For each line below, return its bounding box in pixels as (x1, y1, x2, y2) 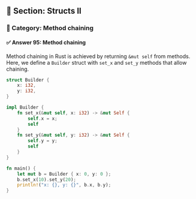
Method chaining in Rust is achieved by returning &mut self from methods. (6, 52, 191, 60)
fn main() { (6, 165, 36, 171)
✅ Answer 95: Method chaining (6, 38, 86, 46)
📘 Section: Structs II (6, 6, 82, 16)
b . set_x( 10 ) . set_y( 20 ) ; (17, 176, 77, 183)
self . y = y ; (28, 138, 58, 144)
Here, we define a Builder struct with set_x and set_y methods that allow (6, 59, 187, 66)
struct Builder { (6, 77, 50, 83)
